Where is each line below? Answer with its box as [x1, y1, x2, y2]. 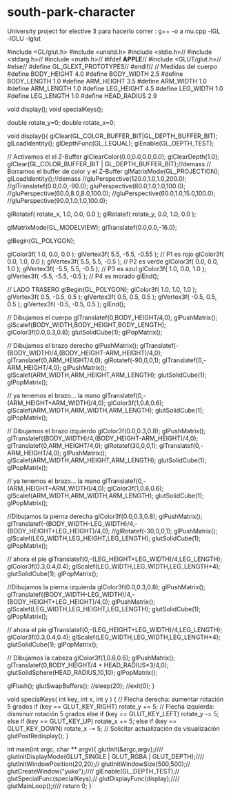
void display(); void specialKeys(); [7, 105, 103, 113]
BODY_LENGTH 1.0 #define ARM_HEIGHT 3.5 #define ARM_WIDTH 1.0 [7, 77, 207, 85]
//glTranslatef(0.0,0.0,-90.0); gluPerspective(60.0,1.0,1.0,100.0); [7, 181, 186, 190]
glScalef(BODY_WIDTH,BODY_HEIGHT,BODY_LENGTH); [7, 320, 167, 328]
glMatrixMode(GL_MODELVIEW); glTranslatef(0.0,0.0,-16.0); [7, 223, 177, 231]
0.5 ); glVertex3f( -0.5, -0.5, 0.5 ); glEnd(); [7, 299, 126, 308]
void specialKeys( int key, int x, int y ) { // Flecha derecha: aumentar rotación [7, 695, 224, 703]
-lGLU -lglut [7, 34, 41, 42]
